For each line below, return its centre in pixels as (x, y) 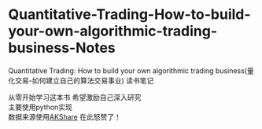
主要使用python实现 (40, 107)
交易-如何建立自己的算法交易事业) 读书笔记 (84, 80)
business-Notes (62, 48)
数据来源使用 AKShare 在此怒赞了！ (65, 116)
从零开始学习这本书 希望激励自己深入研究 (75, 97)
